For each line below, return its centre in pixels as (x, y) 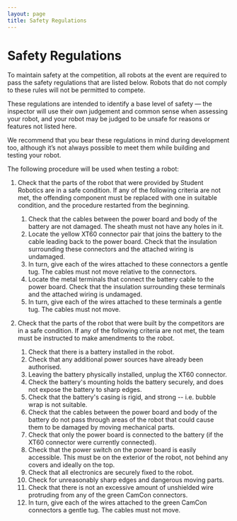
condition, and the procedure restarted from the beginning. (103, 206)
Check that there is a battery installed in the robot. (101, 352)
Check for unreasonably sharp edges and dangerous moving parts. (126, 480)
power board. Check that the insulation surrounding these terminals (127, 287)
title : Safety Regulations (47, 21)
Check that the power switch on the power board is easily (112, 450)
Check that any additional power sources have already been (116, 359)
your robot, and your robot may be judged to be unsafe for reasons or (109, 119)
